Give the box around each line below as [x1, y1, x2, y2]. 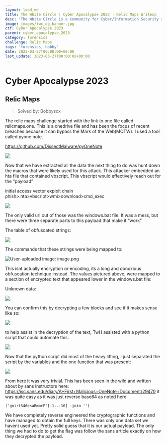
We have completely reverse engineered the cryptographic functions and [5, 412, 155, 418]
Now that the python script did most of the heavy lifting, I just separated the [5, 354, 160, 360]
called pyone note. [5, 134, 43, 140]
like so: [5, 310, 20, 316]
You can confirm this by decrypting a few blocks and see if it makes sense [5, 305, 158, 311]
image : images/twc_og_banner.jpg [5, 21, 75, 26]
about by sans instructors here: [5, 383, 69, 389]
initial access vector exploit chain [5, 188, 74, 194]
